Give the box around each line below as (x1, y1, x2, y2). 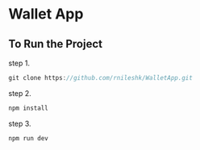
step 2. (8, 88, 32, 98)
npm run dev (8, 134, 48, 142)
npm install (8, 104, 48, 112)
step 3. (8, 119, 31, 128)
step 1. (8, 58, 31, 68)
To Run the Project (8, 37, 103, 51)
